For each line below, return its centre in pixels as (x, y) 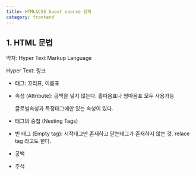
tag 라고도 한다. (33, 141)
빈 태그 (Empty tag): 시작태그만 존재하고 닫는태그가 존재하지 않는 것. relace (102, 133)
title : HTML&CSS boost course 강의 (49, 12)
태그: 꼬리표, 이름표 (37, 83)
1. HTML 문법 (30, 42)
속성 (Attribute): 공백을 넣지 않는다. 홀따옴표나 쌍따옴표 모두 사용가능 (94, 96)
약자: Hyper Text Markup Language (49, 58)
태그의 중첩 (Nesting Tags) (46, 121)
